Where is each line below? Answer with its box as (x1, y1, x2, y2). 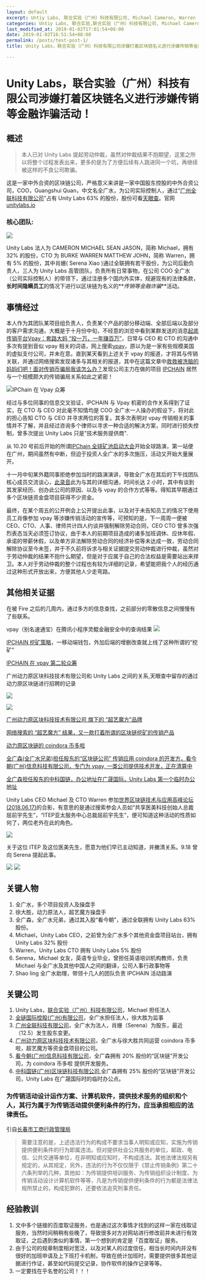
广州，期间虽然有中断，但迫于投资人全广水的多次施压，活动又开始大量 (11, 450, 188, 457)
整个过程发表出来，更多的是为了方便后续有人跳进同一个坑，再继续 (32, 158, 198, 166)
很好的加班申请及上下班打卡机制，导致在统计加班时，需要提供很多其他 (15, 1252, 192, 1259)
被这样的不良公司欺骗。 (21, 166, 81, 173)
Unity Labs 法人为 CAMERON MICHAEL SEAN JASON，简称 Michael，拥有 (6, 244, 194, 251)
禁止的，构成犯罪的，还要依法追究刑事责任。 (32, 1184, 145, 1191)
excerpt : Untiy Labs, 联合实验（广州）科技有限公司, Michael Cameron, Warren (6, 15, 196, 21)
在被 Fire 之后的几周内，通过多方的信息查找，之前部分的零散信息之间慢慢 (6, 605, 190, 612)
